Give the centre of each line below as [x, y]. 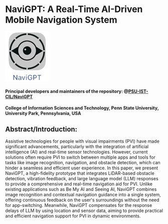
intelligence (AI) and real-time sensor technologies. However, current [76, 152]
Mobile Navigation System [61, 20]
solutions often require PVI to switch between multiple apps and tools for [80, 157]
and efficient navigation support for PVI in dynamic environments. [73, 216]
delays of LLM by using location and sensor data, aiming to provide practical [84, 210]
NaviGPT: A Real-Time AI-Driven [74, 9]
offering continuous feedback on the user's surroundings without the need [82, 200]
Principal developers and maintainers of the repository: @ [67, 91]
